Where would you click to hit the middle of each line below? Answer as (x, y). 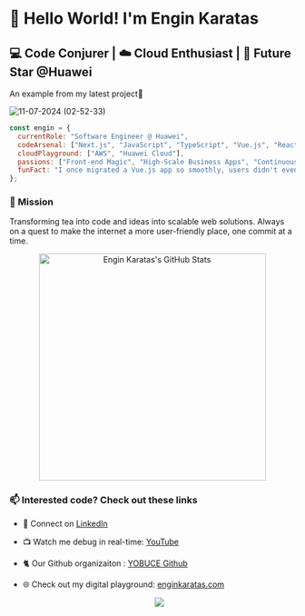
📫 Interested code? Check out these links (103, 501)
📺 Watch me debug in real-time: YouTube (101, 541)
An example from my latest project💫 (76, 94)
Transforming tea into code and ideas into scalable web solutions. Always (147, 222)
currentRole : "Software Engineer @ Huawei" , (103, 136)
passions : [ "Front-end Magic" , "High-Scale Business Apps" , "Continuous (158, 162)
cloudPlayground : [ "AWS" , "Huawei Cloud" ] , (101, 154)
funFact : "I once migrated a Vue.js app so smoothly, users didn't (148, 170)
